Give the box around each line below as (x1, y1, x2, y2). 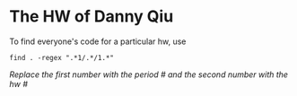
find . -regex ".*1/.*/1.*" (9, 53, 115, 62)
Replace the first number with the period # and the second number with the (9, 69, 289, 80)
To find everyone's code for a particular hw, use (9, 36, 187, 47)
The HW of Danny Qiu (9, 6, 174, 27)
